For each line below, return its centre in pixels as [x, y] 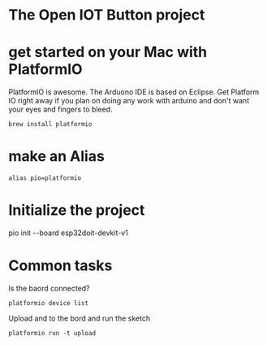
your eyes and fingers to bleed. [60, 109]
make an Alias [57, 157]
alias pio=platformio [45, 178]
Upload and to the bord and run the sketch [80, 318]
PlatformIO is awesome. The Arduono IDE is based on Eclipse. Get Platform [134, 92]
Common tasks [60, 266]
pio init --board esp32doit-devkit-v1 [68, 233]
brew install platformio [50, 124]
